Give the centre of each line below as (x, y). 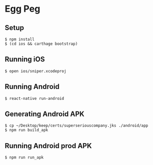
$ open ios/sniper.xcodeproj (36, 71)
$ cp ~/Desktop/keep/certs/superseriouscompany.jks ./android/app (76, 126)
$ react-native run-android (35, 98)
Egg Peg (23, 9)
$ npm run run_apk (24, 158)
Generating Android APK (45, 114)
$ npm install (20, 39)
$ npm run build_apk (27, 130)
